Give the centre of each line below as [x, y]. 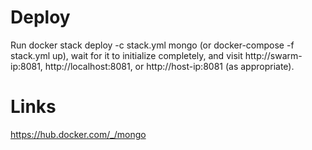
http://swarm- [273, 55]
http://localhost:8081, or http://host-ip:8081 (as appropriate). [169, 66]
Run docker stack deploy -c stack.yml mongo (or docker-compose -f [152, 45]
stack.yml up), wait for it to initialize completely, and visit [126, 55]
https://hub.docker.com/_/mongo [78, 134]
